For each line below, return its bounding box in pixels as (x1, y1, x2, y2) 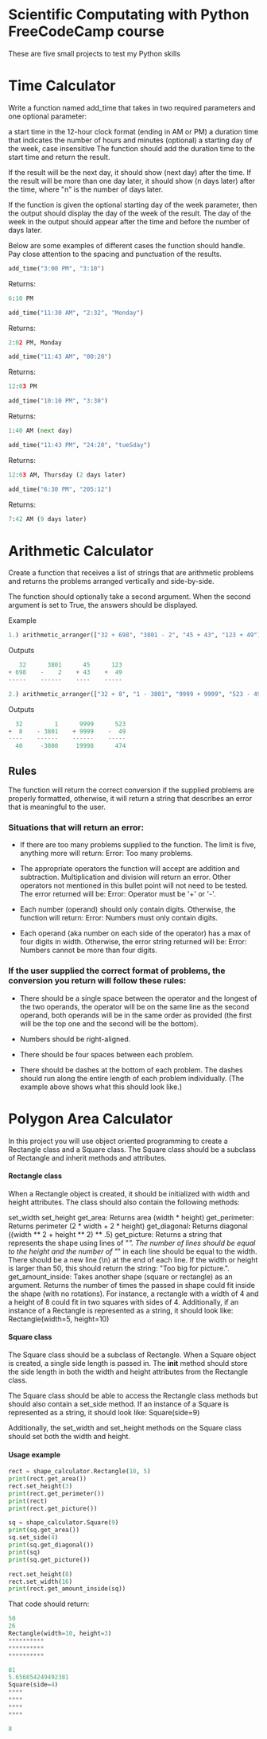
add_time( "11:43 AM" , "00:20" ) (8, 352, 112, 361)
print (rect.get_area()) (8, 1475, 87, 1483)
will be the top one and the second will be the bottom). (19, 1018, 199, 1028)
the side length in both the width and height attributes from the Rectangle (8, 1367, 249, 1376)
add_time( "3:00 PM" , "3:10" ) (8, 264, 105, 272)
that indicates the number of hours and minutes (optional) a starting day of (8, 135, 253, 145)
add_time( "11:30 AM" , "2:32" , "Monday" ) (8, 309, 145, 317)
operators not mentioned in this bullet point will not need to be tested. (19, 881, 248, 890)
